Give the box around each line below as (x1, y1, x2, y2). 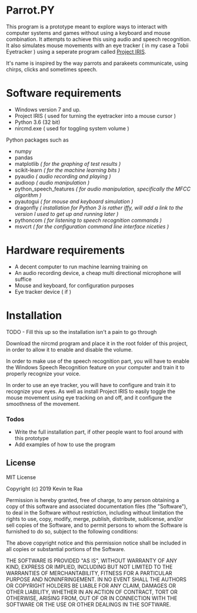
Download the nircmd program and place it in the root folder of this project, (6, 340, 188, 347)
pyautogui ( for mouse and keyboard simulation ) (14, 198, 133, 205)
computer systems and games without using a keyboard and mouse (6, 29, 171, 36)
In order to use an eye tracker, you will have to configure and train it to (6, 381, 176, 388)
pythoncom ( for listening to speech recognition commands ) (14, 217, 162, 224)
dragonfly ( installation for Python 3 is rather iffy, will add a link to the (14, 204, 183, 211)
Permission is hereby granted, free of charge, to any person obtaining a (6, 496, 179, 503)
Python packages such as (6, 136, 69, 143)
